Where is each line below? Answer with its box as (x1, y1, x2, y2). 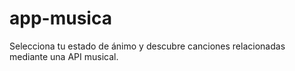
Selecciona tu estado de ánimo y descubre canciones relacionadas (9, 40, 286, 52)
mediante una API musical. (9, 50, 119, 62)
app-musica (9, 7, 112, 30)
